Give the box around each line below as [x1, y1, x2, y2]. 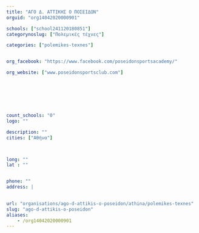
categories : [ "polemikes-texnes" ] [6, 42, 94, 49]
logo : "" [6, 118, 29, 124]
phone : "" [6, 178, 32, 184]
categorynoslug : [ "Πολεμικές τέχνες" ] [6, 31, 104, 37]
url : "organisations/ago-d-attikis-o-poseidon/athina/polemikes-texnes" [6, 200, 194, 207]
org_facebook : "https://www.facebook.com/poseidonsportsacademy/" [6, 58, 178, 64]
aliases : [6, 212, 29, 218]
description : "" [6, 129, 47, 135]
